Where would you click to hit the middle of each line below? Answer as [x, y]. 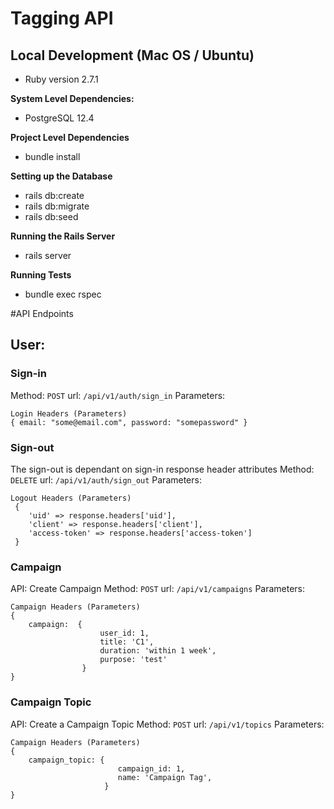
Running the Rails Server [63, 236]
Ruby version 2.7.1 [61, 79]
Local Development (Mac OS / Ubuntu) [132, 55]
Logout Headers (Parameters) [71, 498]
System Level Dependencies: [72, 98]
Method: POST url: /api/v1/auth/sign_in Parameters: [118, 395]
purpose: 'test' [133, 660]
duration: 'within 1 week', [158, 651]
